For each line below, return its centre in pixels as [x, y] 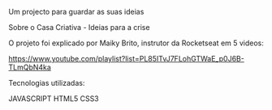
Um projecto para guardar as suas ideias [76, 12]
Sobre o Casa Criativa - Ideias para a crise [79, 27]
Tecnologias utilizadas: [47, 83]
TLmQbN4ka [30, 67]
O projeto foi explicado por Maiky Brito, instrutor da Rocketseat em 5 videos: [136, 43]
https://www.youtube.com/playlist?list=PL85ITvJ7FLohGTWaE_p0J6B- [127, 59]
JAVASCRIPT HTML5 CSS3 [54, 99]
